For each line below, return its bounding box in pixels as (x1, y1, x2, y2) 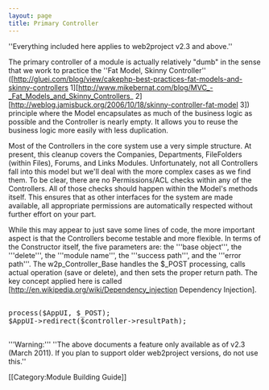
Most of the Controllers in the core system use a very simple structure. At (8, 141, 252, 150)
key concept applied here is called (8, 276, 122, 285)
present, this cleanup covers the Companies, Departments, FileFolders (8, 150, 242, 159)
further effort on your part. (8, 209, 97, 219)
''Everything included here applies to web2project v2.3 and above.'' (8, 41, 233, 51)
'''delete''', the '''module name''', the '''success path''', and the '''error (8, 250, 242, 260)
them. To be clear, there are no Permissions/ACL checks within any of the (8, 174, 252, 185)
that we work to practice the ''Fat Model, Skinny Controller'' (8, 65, 207, 75)
